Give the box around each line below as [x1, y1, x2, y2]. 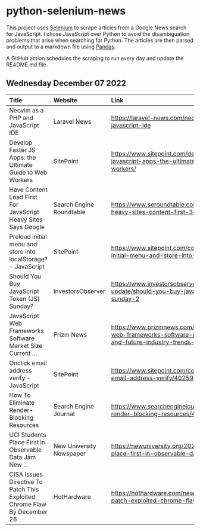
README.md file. [6, 61, 48, 68]
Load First [9, 193, 37, 201]
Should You [9, 272, 42, 280]
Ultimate [9, 160, 33, 169]
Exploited [9, 492, 36, 501]
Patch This [9, 485, 39, 493]
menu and [9, 240, 37, 248]
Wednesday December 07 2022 [6, 78, 127, 89]
